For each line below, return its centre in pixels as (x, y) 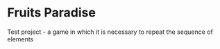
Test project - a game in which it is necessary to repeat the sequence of (110, 32)
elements (20, 39)
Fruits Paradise (51, 13)
